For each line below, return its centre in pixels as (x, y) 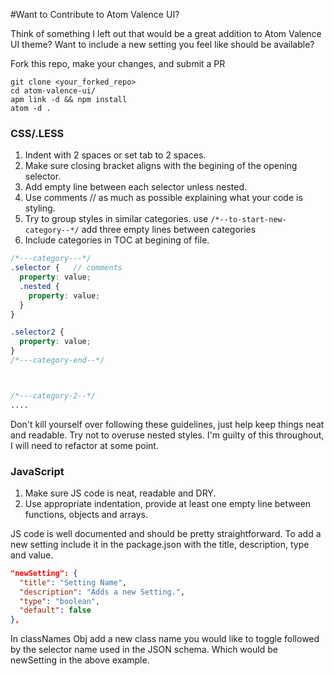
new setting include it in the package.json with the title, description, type (160, 544)
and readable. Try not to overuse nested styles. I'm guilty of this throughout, (167, 435)
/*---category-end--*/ (57, 360)
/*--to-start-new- (248, 220)
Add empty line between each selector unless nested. (135, 187)
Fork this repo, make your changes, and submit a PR (118, 63)
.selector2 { (37, 332)
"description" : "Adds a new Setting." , (102, 592)
